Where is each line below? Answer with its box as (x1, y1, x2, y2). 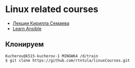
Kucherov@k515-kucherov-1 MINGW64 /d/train (5, 53, 99, 58)
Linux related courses (5, 4, 99, 15)
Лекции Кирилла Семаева (12, 20, 70, 26)
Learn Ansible (12, 25, 42, 31)
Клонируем (5, 40, 44, 49)
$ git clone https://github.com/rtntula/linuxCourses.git (5, 58, 130, 63)
